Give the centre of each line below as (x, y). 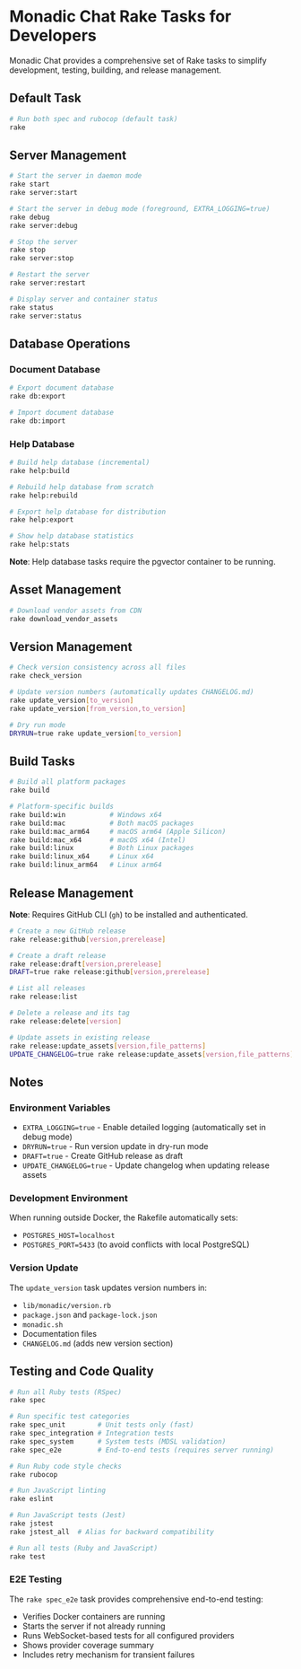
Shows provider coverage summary (88, 1645)
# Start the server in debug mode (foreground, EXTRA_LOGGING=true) (140, 208)
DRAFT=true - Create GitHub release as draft (103, 1156)
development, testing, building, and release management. (116, 70)
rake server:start (43, 193)
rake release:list (43, 997)
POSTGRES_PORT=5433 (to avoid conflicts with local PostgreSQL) (136, 1244)
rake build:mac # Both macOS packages (102, 823)
